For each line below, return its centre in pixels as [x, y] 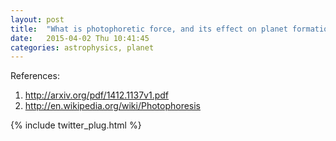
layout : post [37, 19]
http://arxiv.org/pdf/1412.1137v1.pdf [97, 95]
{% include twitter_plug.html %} [76, 125]
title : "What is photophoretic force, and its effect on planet [149, 29]
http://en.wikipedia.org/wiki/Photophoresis [113, 106]
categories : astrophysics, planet [82, 47]
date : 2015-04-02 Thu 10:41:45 [80, 38]
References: [35, 76]
